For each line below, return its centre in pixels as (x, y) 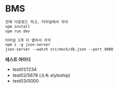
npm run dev (18, 31)
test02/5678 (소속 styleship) (41, 76)
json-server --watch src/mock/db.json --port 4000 (59, 49)
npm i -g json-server (28, 45)
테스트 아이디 (18, 60)
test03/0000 (26, 81)
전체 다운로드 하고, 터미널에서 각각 (37, 22)
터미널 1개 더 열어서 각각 (28, 40)
